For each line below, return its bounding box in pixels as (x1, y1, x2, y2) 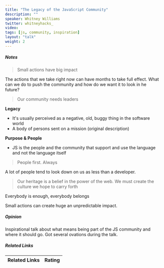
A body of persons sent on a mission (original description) (12, 126, 130, 132)
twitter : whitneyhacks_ (5, 21, 54, 26)
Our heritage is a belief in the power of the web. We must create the (17, 178, 154, 184)
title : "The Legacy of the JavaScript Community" (5, 7, 109, 12)
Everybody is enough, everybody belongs (5, 193, 90, 199)
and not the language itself (12, 150, 67, 156)
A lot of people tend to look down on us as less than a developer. (5, 169, 136, 175)
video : (5, 26, 19, 30)
